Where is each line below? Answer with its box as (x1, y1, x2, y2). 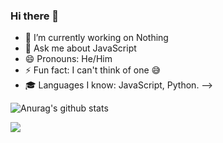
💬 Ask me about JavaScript (24, 42, 137, 54)
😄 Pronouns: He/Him (24, 53, 113, 65)
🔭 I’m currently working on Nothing (24, 32, 169, 44)
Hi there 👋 (10, 9, 60, 23)
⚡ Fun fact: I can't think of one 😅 (24, 64, 162, 76)
